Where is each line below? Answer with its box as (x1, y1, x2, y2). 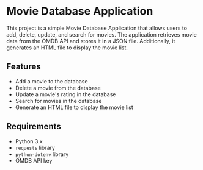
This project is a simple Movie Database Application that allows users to (6, 24, 188, 32)
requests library (15, 144, 55, 151)
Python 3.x (15, 137, 43, 144)
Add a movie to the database (15, 77, 88, 85)
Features (6, 62, 41, 72)
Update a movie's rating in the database (15, 90, 116, 98)
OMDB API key (15, 157, 53, 164)
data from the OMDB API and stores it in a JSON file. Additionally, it (6, 37, 175, 44)
